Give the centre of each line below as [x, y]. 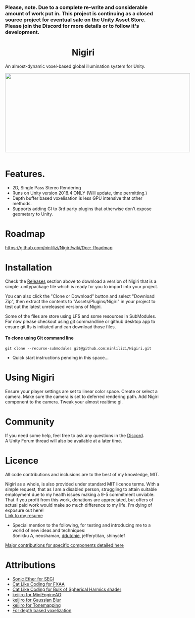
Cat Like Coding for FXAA [39, 584]
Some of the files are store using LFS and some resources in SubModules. [81, 316]
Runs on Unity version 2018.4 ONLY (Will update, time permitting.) [80, 193]
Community [30, 422]
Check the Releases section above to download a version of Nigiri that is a [81, 281]
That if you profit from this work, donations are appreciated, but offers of [79, 500]
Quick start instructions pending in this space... [60, 357]
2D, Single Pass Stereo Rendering [47, 187]
